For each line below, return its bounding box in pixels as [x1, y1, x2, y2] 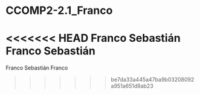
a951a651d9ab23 [111, 82, 153, 90]
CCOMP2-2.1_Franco [5, 4, 113, 18]
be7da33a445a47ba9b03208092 [111, 76, 195, 84]
